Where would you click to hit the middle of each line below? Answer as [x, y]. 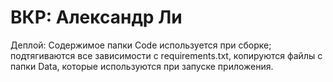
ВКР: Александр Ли [96, 17]
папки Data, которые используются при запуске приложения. [142, 66]
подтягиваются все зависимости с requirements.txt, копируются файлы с [166, 55]
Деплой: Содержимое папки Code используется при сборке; [141, 45]
